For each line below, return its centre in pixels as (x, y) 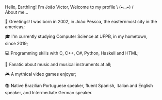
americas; (15, 27)
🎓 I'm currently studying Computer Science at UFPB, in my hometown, (76, 36)
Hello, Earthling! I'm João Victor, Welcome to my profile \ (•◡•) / (69, 7)
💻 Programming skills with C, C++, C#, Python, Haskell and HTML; (72, 53)
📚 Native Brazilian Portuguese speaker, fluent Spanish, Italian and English (79, 85)
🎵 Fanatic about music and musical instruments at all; (58, 64)
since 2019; (16, 43)
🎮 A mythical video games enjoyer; (41, 74)
